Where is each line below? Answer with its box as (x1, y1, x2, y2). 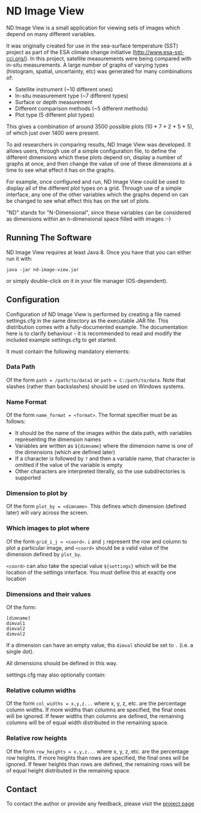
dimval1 (6, 621, 26, 627)
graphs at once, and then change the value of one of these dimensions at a (6, 160, 192, 167)
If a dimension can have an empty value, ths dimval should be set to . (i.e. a (6, 642, 194, 649)
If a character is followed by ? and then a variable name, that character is (14, 455, 196, 462)
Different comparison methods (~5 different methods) (14, 105, 148, 112)
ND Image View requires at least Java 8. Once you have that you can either (6, 248, 192, 256)
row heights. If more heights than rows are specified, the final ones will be (6, 754, 189, 761)
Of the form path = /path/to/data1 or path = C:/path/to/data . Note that (6, 376, 186, 383)
